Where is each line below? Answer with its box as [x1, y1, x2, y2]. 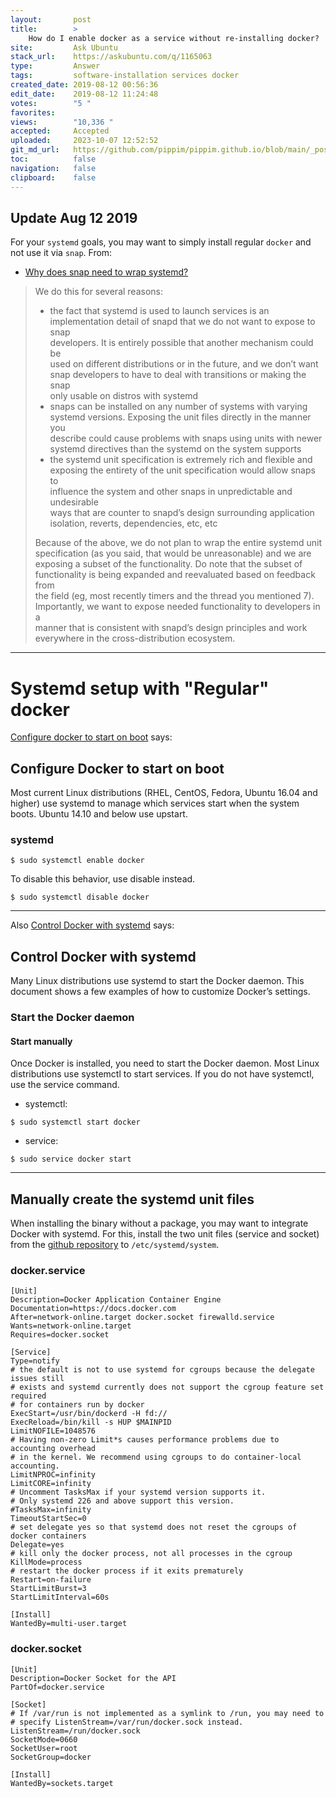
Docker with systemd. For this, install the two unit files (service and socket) [10, 1228, 320, 1240]
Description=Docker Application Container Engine [10, 1295, 222, 1305]
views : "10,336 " [10, 117, 114, 127]
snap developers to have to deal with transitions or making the [49, 369, 307, 381]
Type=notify [10, 1356, 60, 1366]
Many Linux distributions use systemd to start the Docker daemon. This [10, 975, 305, 987]
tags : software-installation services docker [10, 71, 240, 81]
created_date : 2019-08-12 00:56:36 [10, 80, 159, 90]
